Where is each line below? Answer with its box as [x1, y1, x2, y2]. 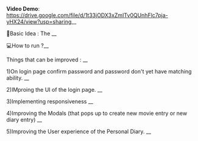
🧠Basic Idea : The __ [6, 30, 57, 37]
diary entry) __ [6, 116, 43, 123]
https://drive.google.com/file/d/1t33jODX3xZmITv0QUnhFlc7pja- [6, 12, 169, 19]
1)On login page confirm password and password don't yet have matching [6, 68, 192, 75]
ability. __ [6, 74, 29, 81]
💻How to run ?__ [6, 42, 49, 49]
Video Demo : [6, 5, 40, 12]
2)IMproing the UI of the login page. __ [6, 86, 102, 93]
